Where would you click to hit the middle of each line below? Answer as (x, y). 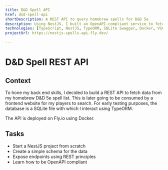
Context (18, 80)
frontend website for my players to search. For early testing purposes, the (81, 103)
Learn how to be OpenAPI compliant (50, 162)
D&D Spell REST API (47, 62)
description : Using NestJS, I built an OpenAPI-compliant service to (79, 24)
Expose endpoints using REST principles (54, 156)
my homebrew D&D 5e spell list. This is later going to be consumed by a (79, 98)
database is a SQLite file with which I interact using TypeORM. (69, 108)
